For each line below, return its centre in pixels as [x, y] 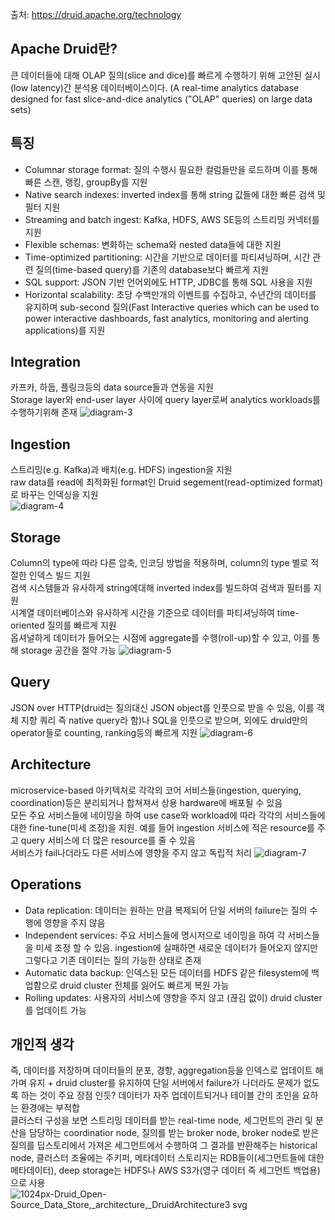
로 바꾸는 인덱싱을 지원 [54, 495]
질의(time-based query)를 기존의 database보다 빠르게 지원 [152, 269]
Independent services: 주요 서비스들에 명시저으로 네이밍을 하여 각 [155, 935]
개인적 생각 [42, 1044]
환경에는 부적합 [50, 1108]
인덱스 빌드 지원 [59, 575]
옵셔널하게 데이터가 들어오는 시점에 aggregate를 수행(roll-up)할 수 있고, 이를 [160, 638]
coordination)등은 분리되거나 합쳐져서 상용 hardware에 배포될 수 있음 [146, 802]
